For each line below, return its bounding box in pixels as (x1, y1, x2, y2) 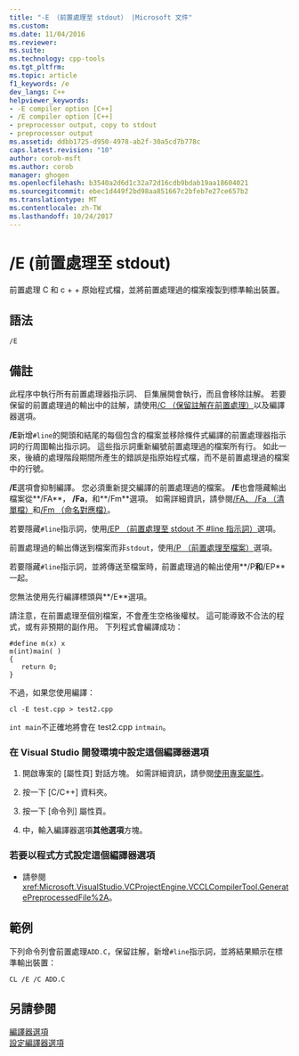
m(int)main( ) (9, 647, 62, 656)
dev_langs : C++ (9, 87, 66, 96)
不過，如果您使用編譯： (9, 687, 95, 698)
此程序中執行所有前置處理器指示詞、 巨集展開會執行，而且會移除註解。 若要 (9, 389, 287, 399)
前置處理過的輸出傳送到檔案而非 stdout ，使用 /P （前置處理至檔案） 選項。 (9, 543, 278, 553)
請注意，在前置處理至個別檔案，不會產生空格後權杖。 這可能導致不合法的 (9, 610, 277, 621)
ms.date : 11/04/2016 (9, 29, 86, 38)
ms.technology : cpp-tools (9, 54, 105, 63)
